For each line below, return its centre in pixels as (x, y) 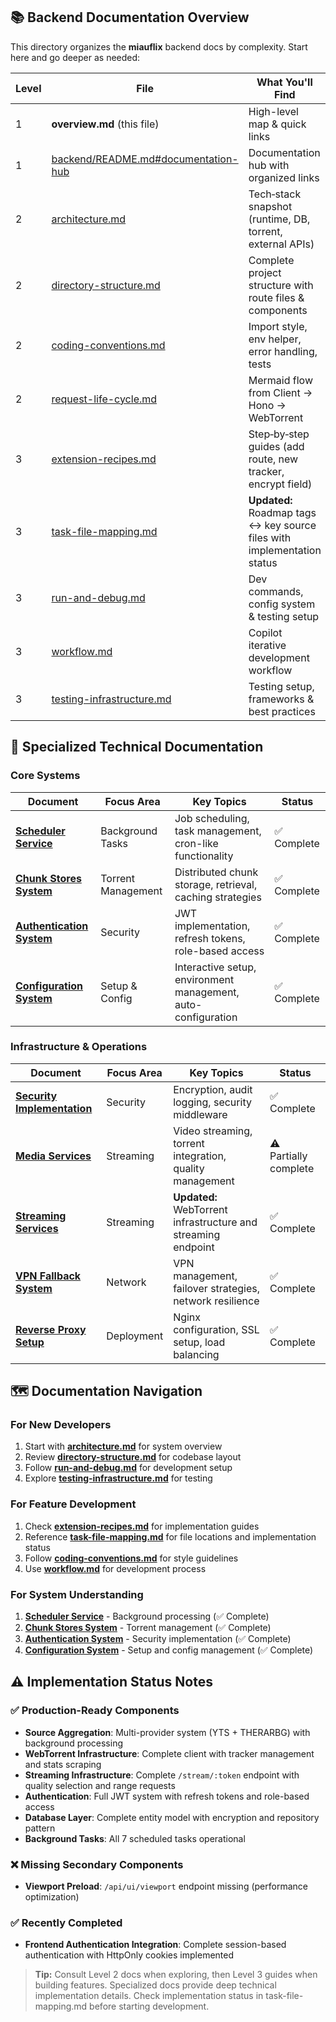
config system (282, 604)
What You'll (284, 82)
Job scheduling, (212, 818)
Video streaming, (213, 1131)
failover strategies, (216, 1288)
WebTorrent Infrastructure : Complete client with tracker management (169, 1753)
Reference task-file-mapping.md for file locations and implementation (170, 1536)
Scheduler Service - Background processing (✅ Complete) (147, 1616)
